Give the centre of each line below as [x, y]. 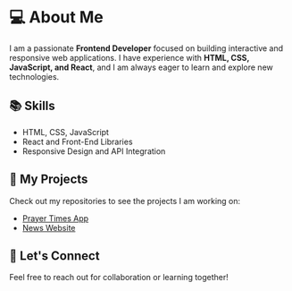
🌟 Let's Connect [54, 256]
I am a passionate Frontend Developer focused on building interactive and [146, 48]
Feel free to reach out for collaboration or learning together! [119, 278]
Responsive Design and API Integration [94, 151]
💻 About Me [57, 17]
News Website [49, 227]
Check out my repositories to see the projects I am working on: [125, 201]
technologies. [34, 76]
